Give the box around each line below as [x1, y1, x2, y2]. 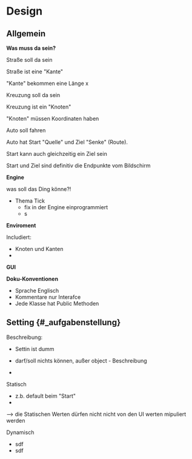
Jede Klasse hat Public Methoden [15, 300, 99, 307]
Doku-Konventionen [6, 275, 59, 283]
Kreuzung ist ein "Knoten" [6, 103, 71, 110]
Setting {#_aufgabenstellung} [6, 317, 121, 328]
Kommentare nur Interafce [15, 293, 81, 301]
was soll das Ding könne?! [6, 186, 71, 192]
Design [6, 4, 43, 18]
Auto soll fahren [6, 127, 46, 134]
